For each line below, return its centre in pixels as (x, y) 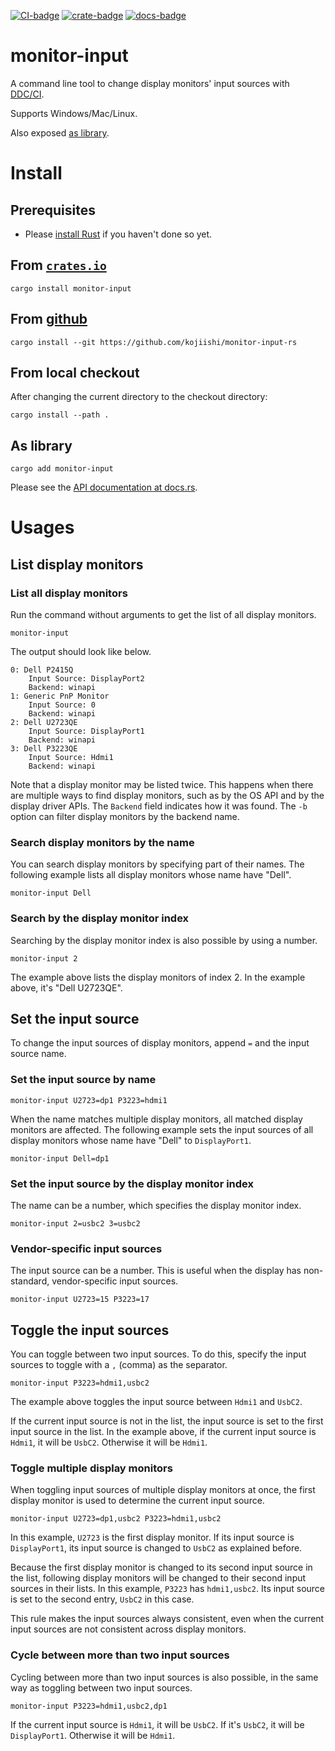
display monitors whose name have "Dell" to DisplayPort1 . (131, 1140)
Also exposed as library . (60, 132)
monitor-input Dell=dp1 (60, 1158)
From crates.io (58, 265)
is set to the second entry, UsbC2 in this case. (102, 1599)
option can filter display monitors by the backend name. (125, 817)
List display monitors (77, 564)
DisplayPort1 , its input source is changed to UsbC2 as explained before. (156, 1548)
